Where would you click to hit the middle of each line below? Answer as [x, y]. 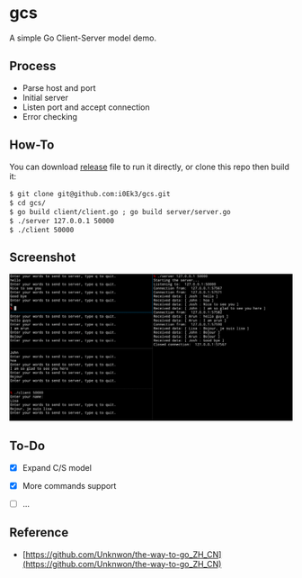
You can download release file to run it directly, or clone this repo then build [150, 167]
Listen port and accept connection [86, 107]
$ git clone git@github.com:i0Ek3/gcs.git [90, 194]
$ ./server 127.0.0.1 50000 [62, 221]
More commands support [69, 485]
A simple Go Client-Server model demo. [83, 38]
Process [33, 66]
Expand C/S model [57, 467]
